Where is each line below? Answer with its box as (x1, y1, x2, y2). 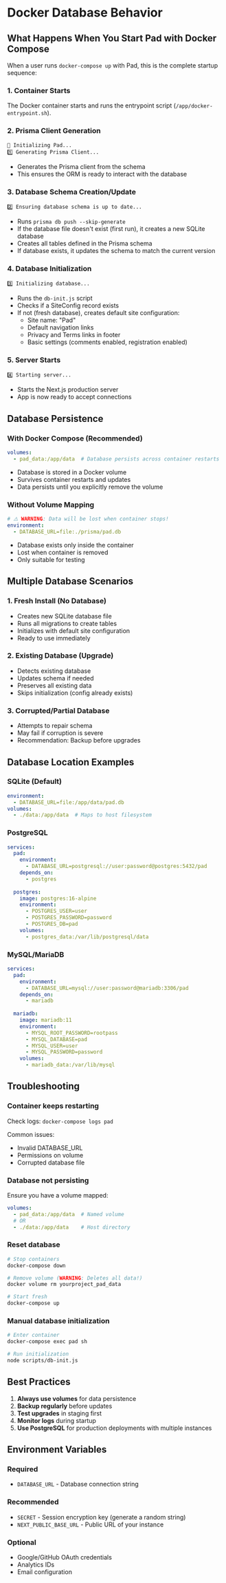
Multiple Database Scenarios (7, 576, 134, 587)
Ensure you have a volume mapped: (7, 1191, 109, 1200)
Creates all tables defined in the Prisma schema (16, 239, 152, 248)
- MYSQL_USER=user (25, 1042, 78, 1049)
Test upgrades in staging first (16, 1409, 102, 1418)
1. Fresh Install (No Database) (7, 596, 106, 606)
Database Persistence (7, 412, 104, 425)
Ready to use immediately (16, 634, 91, 642)
